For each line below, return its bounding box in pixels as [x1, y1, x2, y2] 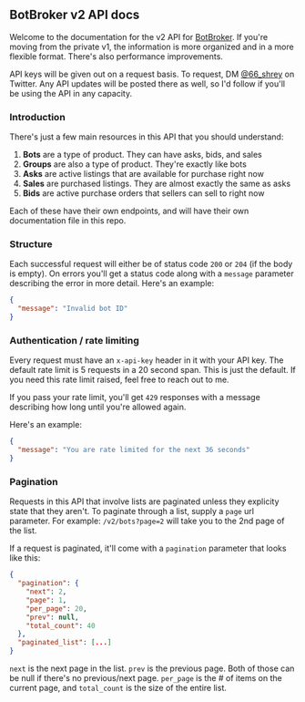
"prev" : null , [25, 613, 79, 622]
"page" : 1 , [25, 595, 67, 604]
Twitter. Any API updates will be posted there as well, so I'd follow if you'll [9, 77, 286, 89]
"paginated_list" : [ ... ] [17, 638, 112, 647]
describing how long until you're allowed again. [9, 401, 187, 413]
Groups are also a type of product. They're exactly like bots [22, 159, 248, 170]
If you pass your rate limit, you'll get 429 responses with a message [9, 392, 261, 403]
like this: [9, 552, 41, 563]
